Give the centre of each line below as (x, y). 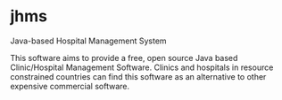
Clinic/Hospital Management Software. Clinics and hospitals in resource (142, 67)
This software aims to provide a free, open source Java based (124, 58)
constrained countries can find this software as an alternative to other (138, 76)
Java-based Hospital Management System (89, 41)
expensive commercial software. (70, 86)
